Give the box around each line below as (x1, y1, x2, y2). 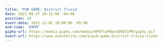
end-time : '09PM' (5, 25, 40, 30)
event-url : (5, 34, 27, 39)
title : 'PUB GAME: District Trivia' (5, 7, 79, 12)
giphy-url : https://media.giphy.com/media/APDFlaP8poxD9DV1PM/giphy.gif (5, 29, 155, 34)
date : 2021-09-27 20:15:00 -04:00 (5, 11, 75, 16)
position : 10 (5, 16, 32, 21)
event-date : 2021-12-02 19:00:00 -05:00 (5, 20, 88, 25)
